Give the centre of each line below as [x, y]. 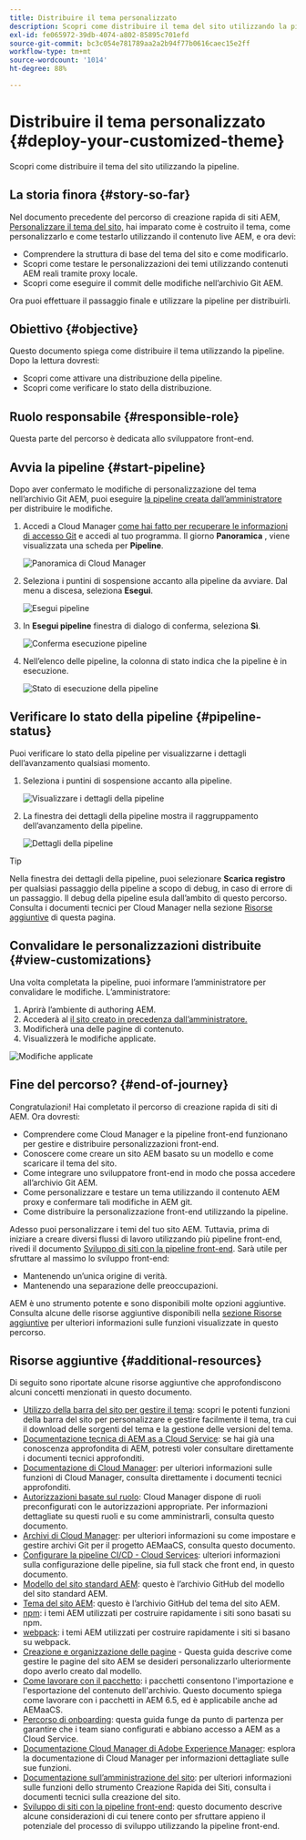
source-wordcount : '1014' [58, 60]
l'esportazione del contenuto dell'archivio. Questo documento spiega [152, 1691]
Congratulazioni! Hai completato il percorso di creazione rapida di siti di [143, 1107]
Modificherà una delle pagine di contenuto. [103, 1028]
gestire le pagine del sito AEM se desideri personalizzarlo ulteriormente [157, 1661]
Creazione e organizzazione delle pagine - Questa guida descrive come [157, 1652]
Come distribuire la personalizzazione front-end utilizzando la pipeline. [155, 1211]
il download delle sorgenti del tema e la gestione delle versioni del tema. [158, 1429]
